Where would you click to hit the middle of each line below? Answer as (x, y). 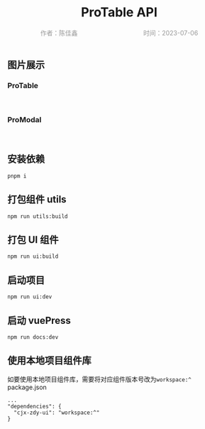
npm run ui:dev (30, 297)
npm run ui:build (33, 256)
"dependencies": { (34, 406)
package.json (27, 387)
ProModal (24, 119)
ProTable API (119, 12)
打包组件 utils (37, 200)
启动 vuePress (39, 320)
